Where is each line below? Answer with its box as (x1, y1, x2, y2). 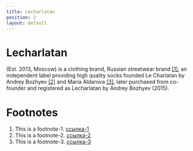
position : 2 (6, 14, 36, 20)
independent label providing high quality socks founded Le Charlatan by (6, 72, 185, 79)
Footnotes (6, 105, 58, 119)
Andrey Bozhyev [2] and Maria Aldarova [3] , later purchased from (6, 78, 169, 86)
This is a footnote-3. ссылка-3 (14, 138, 91, 146)
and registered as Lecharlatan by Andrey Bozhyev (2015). (26, 84, 170, 92)
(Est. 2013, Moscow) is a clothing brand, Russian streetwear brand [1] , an (6, 65, 188, 73)
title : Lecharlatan (6, 8, 55, 15)
